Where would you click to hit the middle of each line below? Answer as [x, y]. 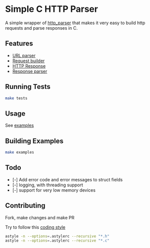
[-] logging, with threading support [48, 185]
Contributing [25, 206]
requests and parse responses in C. [41, 28]
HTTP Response [29, 66]
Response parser [30, 71]
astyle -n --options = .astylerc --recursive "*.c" [57, 241]
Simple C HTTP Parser [51, 9]
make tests [16, 98]
